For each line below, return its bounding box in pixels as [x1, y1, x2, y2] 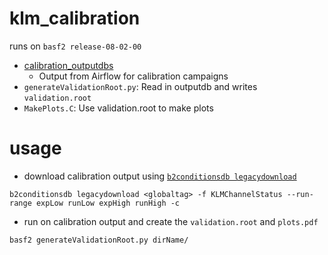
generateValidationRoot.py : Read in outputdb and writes [23, 80, 258, 92]
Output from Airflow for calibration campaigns [38, 70, 229, 82]
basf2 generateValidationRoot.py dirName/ [9, 235, 189, 245]
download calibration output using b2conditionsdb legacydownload [23, 170, 297, 182]
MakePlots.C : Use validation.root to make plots [23, 102, 214, 114]
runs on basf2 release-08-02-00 [9, 40, 142, 52]
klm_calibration [9, 7, 141, 30]
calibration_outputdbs [23, 59, 114, 71]
